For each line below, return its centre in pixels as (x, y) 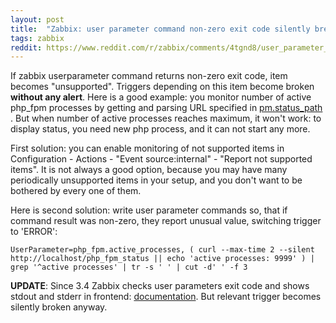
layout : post (37, 19)
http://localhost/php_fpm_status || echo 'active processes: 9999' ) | (162, 259)
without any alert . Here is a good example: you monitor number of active (161, 97)
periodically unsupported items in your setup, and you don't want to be (156, 180)
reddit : (26, 47)
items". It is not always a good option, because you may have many (149, 170)
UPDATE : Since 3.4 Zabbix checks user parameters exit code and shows (160, 286)
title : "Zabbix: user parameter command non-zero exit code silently (160, 29)
